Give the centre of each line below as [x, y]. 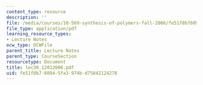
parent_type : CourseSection [42, 56]
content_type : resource [36, 12]
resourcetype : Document [36, 62]
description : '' [27, 17]
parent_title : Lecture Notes [43, 51]
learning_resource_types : [39, 34]
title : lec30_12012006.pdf [40, 67]
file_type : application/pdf [42, 28]
